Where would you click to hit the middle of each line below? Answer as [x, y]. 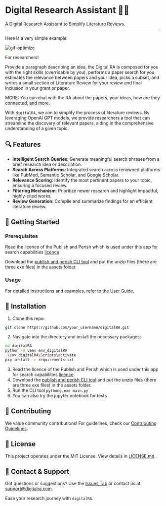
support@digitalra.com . [29, 489]
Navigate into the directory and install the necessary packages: [77, 337]
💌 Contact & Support [37, 472]
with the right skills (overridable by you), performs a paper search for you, [80, 72]
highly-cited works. [32, 196]
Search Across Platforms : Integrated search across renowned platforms [86, 169]
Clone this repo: [28, 318]
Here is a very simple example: [37, 38]
